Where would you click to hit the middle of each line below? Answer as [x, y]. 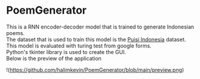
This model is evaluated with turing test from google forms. [79, 46]
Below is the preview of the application [54, 58]
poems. [16, 33]
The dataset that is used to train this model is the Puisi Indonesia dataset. [96, 39]
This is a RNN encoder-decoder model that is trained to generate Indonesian [100, 27]
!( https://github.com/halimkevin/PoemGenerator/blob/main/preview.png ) [95, 69]
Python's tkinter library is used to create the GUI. [66, 52]
